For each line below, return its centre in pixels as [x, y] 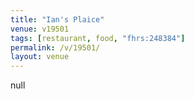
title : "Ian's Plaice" [57, 19]
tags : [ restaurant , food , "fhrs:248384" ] [98, 38]
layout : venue [40, 57]
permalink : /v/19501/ [55, 47]
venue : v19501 [40, 29]
